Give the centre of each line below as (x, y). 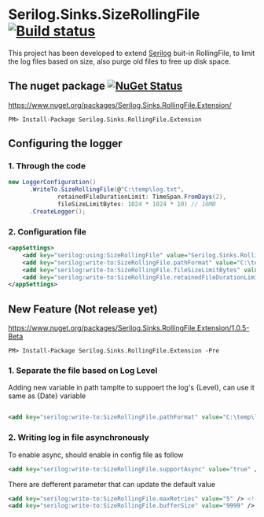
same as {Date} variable (47, 396)
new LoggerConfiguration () (52, 183)
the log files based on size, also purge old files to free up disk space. (119, 61)
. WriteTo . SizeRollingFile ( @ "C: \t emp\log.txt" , (106, 190)
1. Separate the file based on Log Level (83, 371)
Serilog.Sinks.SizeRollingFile (104, 15)
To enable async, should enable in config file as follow (96, 455)
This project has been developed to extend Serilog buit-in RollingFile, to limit (132, 53)
